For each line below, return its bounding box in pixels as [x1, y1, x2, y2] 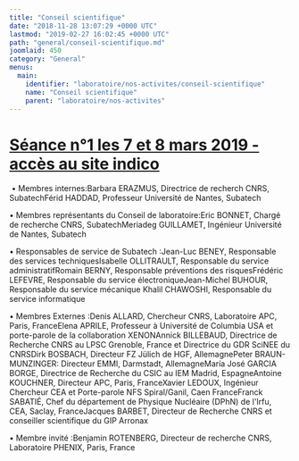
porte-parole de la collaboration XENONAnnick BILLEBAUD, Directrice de [9, 330, 278, 340]
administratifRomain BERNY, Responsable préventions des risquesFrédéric [9, 265, 284, 276]
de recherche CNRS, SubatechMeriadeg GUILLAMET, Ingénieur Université [9, 220, 283, 230]
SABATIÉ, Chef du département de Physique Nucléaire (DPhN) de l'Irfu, [9, 397, 272, 407]
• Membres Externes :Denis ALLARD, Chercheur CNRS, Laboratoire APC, [9, 311, 278, 322]
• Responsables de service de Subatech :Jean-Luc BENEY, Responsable [9, 247, 277, 257]
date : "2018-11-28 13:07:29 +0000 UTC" [9, 21, 158, 30]
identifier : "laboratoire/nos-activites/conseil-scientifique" [25, 80, 266, 88]
